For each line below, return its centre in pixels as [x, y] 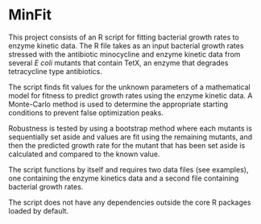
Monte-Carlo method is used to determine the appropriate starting [118, 104]
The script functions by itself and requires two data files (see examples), [128, 169]
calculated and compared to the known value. [84, 154]
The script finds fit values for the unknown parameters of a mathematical [130, 87]
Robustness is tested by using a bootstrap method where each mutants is [130, 128]
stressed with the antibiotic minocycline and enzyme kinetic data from [124, 54]
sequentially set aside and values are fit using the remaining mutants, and [130, 137]
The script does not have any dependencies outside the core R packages [130, 202]
